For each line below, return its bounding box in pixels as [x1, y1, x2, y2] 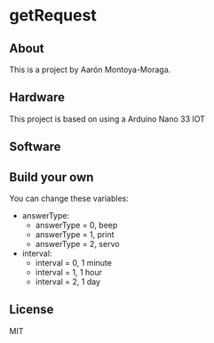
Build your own [9, 170, 94, 185]
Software [9, 140, 61, 155]
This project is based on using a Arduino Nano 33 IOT [9, 113, 206, 124]
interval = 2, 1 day [35, 276, 100, 287]
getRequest [9, 5, 98, 26]
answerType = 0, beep [35, 219, 118, 231]
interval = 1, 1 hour [35, 267, 103, 278]
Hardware [9, 90, 65, 105]
